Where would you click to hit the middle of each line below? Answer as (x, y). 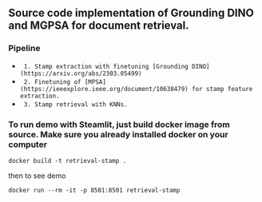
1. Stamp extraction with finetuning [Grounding (106, 66)
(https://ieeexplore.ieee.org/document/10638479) (104, 89)
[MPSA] (95, 82)
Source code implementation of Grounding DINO (131, 13)
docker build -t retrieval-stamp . (67, 160)
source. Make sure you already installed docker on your (119, 134)
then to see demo (37, 176)
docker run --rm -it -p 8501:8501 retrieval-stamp (94, 190)
